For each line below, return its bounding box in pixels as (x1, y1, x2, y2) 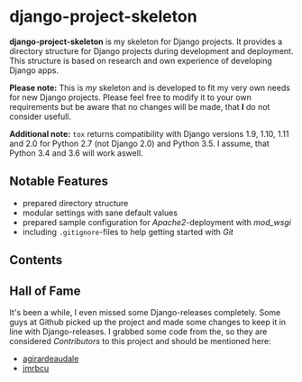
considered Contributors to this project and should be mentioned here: (9, 335, 272, 346)
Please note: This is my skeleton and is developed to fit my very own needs (9, 82, 291, 93)
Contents (9, 252, 63, 268)
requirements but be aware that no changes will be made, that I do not (9, 101, 270, 112)
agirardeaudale (22, 353, 79, 364)
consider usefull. (9, 111, 72, 122)
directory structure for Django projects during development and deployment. (9, 45, 294, 56)
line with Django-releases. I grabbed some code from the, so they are (9, 326, 268, 337)
